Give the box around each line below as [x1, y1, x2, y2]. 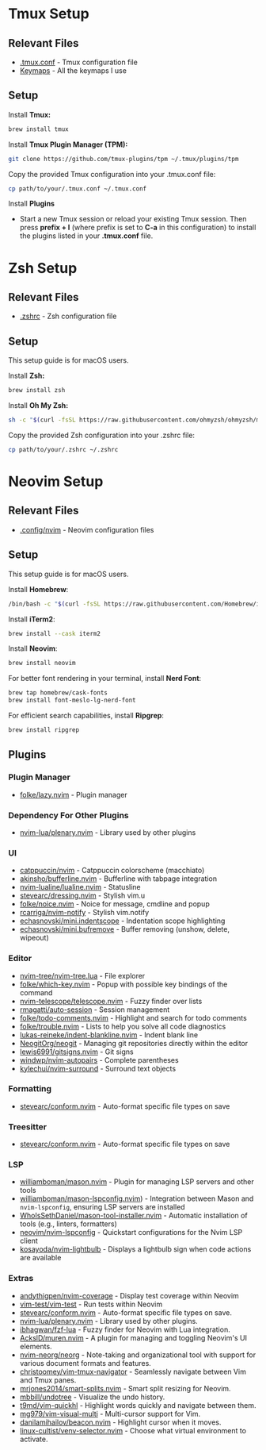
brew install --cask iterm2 [8, 629, 101, 637]
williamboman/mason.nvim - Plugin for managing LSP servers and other [19, 1177, 255, 1187]
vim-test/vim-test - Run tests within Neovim [19, 1299, 163, 1309]
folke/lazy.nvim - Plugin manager [19, 790, 128, 799]
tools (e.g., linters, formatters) [19, 1219, 117, 1229]
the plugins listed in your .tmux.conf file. [19, 231, 154, 240]
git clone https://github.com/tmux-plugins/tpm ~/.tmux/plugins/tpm [8, 155, 239, 163]
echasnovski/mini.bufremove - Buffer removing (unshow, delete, [19, 925, 230, 934]
